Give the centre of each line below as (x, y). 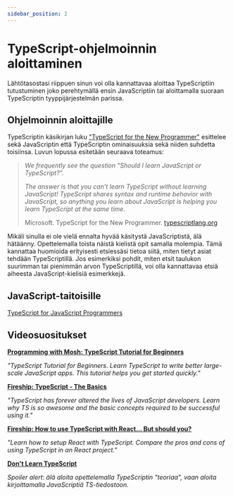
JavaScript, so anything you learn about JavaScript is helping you (121, 202)
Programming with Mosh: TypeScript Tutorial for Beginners (96, 352)
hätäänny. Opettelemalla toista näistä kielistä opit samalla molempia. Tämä (115, 244)
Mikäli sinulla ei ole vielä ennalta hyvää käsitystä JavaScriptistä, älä (105, 236)
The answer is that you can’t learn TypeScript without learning (115, 186)
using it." (20, 415)
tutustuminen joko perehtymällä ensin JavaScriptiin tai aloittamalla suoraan (116, 90)
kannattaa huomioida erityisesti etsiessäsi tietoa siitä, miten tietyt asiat (109, 251)
